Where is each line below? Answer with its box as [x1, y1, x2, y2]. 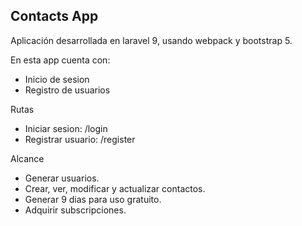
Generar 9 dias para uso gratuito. [24, 193, 162, 205]
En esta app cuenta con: [10, 54, 111, 66]
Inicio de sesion [24, 73, 90, 85]
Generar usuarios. [24, 172, 100, 184]
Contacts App [10, 8, 99, 25]
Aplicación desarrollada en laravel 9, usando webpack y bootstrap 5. [10, 34, 293, 46]
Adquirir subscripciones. [24, 204, 127, 216]
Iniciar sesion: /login [24, 122, 108, 134]
